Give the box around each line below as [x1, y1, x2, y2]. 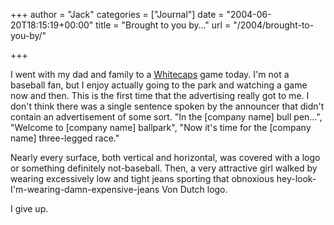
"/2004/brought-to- [233, 19, 315, 31]
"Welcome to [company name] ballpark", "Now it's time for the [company [10, 122, 312, 133]
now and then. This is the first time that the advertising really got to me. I [10, 90, 310, 101]
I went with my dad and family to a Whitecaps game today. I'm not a [10, 69, 290, 80]
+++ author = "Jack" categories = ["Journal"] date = [10, 9, 225, 20]
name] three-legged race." [10, 132, 120, 144]
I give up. [10, 203, 49, 214]
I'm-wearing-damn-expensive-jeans [10, 184, 160, 195]
